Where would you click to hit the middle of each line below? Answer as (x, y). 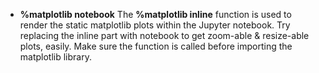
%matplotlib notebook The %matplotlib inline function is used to (155, 14)
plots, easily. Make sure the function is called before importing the (156, 46)
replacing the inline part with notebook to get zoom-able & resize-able (164, 35)
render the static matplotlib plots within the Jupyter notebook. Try (155, 25)
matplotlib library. (55, 57)
